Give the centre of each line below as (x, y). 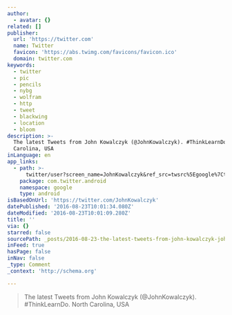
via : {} (18, 226)
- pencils (27, 84)
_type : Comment (29, 264)
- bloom (25, 129)
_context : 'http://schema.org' (52, 271)
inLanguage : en (29, 155)
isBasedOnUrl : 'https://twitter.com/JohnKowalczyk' (83, 200)
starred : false (29, 233)
